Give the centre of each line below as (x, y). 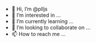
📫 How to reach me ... (38, 34)
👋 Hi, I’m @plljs (29, 9)
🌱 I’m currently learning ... (42, 21)
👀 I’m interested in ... (36, 15)
